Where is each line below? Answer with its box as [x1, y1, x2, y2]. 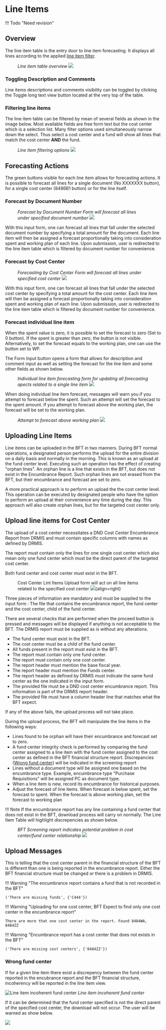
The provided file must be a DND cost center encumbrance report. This [12, 683, 159, 689]
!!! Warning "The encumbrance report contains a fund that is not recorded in [5, 880, 161, 886]
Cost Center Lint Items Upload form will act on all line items [17, 579, 139, 585]
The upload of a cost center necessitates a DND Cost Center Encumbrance [5, 530, 159, 536]
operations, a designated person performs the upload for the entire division [5, 450, 159, 456]
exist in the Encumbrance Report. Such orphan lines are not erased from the [5, 471, 161, 477]
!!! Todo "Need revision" [5, 20, 55, 26]
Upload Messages [5, 847, 62, 855]
